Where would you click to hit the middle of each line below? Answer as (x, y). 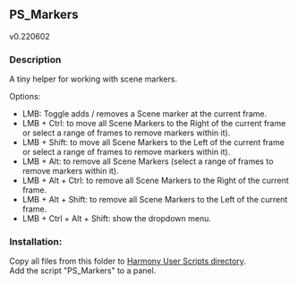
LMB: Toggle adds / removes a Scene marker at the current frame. (145, 114)
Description (35, 59)
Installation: (36, 242)
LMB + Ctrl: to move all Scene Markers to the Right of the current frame (154, 124)
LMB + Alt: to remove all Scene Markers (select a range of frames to (148, 161)
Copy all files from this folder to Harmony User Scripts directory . (128, 261)
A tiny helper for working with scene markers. (93, 79)
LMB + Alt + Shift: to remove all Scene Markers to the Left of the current (155, 200)
